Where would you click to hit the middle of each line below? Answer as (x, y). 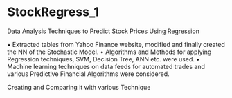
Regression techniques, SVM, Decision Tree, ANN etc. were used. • (104, 59)
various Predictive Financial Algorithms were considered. (88, 74)
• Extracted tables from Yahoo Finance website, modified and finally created (116, 44)
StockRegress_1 (53, 12)
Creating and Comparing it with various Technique (79, 87)
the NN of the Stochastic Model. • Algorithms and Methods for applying (109, 52)
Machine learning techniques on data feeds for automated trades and (106, 66)
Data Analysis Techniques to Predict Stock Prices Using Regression (103, 31)
